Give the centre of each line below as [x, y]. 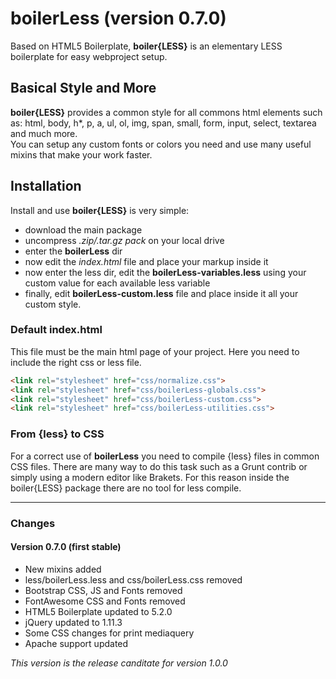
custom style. [53, 304]
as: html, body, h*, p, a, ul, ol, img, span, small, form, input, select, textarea [163, 123]
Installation [46, 186]
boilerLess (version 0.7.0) [118, 18]
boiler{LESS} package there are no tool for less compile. [126, 488]
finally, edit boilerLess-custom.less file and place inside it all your [161, 293]
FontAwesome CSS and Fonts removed [105, 601]
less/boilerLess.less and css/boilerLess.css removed [133, 579]
